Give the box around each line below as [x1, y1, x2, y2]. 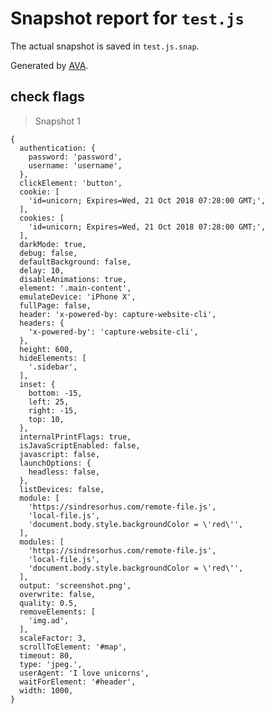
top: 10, [28, 414, 65, 424]
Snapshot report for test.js [10, 7, 245, 30]
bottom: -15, [28, 388, 83, 398]
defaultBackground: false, [19, 257, 132, 267]
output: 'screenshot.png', [19, 580, 132, 591]
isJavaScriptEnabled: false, [19, 440, 141, 451]
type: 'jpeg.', [19, 659, 83, 669]
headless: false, [28, 467, 101, 477]
